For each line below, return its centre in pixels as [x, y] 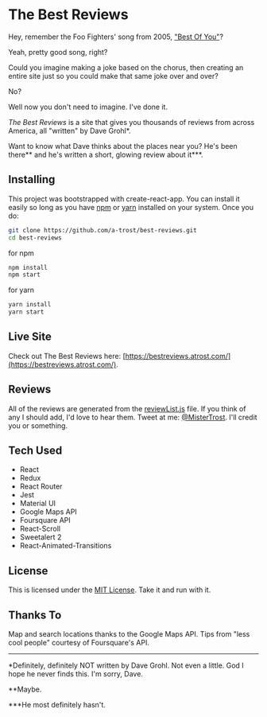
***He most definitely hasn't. [57, 705]
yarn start [26, 312]
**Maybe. [25, 689]
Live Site [30, 337]
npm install [28, 267]
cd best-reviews [35, 238]
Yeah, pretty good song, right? [58, 52]
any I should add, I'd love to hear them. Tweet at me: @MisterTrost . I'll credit [133, 417]
